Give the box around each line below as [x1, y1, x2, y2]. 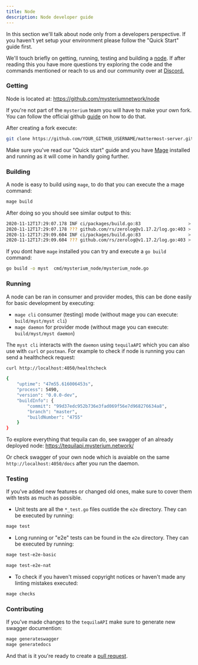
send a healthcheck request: [6, 353, 75, 361]
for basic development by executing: [6, 299, 95, 306]
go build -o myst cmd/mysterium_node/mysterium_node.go [6, 265, 149, 272]
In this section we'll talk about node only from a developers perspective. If [6, 30, 186, 37]
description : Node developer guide [6, 14, 94, 20]
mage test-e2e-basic [6, 552, 57, 558]
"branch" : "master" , [27, 408, 78, 414]
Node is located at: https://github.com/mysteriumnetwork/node [6, 95, 160, 102]
